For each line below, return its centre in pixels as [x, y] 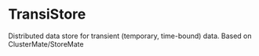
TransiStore [47, 14]
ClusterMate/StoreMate [46, 44]
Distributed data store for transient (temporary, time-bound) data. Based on [130, 36]
